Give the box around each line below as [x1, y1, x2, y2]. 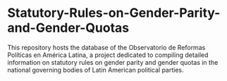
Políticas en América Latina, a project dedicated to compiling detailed [7, 51, 209, 59]
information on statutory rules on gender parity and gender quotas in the [7, 58, 219, 66]
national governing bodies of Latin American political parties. [7, 66, 185, 74]
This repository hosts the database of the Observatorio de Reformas [7, 43, 206, 51]
